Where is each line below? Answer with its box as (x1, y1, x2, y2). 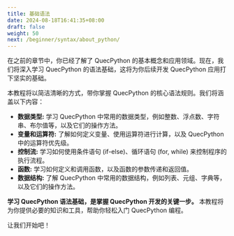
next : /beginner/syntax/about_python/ (7, 36, 120, 43)
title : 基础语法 (7, 10, 50, 18)
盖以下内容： (7, 97, 44, 106)
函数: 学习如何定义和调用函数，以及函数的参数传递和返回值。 (17, 165, 193, 174)
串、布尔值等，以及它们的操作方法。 (17, 121, 122, 130)
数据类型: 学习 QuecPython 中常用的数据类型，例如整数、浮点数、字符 (17, 113, 220, 121)
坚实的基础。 (13, 74, 50, 83)
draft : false (7, 23, 45, 30)
